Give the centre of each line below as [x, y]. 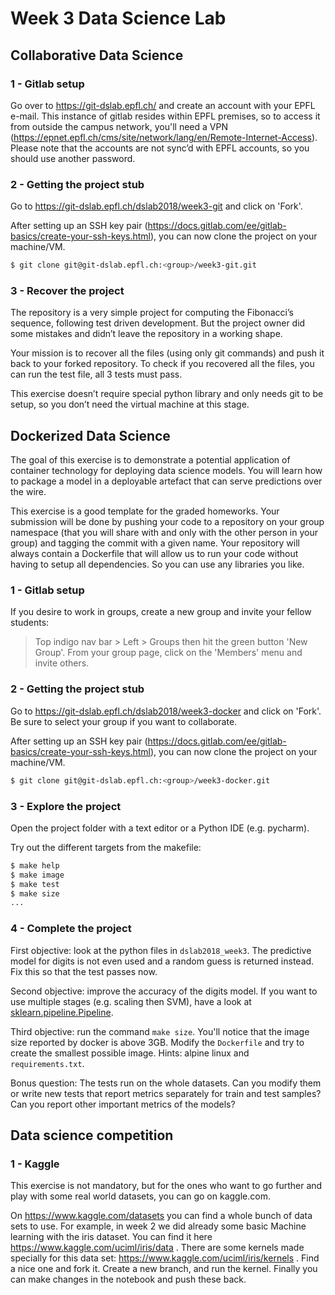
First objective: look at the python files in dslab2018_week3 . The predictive [161, 950]
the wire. [28, 492]
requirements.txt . [47, 1063]
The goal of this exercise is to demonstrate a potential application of [150, 460]
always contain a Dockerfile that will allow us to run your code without [154, 554]
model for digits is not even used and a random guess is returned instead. [162, 961]
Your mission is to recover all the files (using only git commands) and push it [167, 353]
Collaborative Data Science [97, 55]
